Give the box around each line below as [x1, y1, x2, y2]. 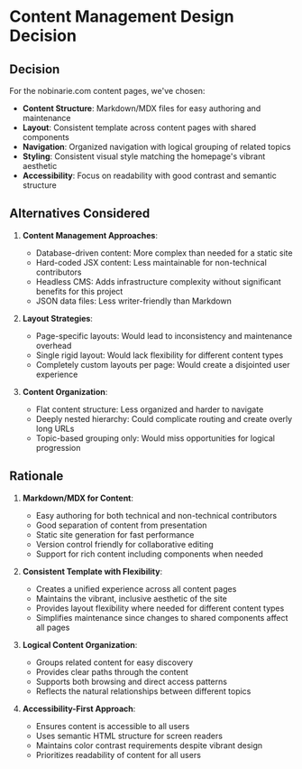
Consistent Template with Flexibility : [22, 566, 163, 577]
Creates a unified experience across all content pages [35, 583, 237, 594]
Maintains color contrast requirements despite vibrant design [35, 739, 263, 751]
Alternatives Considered [9, 206, 151, 221]
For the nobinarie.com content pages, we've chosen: [9, 86, 206, 96]
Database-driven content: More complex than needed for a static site [35, 247, 293, 258]
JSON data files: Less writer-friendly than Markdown [35, 295, 232, 306]
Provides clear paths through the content [35, 666, 188, 677]
